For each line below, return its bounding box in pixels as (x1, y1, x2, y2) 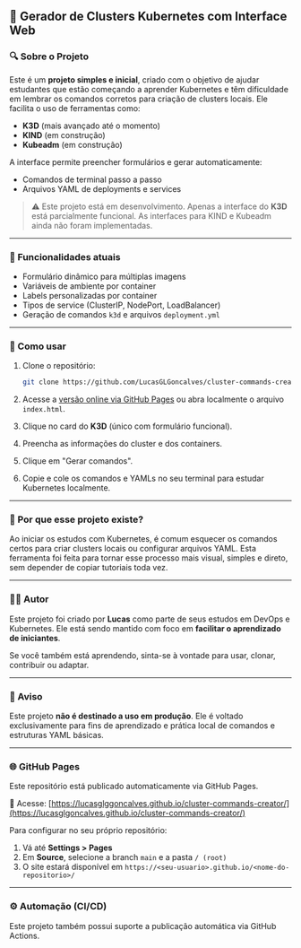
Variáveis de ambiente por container (21, 280, 157, 291)
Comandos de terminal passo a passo (21, 174, 163, 185)
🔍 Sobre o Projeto (9, 50, 90, 63)
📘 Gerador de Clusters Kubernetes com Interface (9, 9, 288, 24)
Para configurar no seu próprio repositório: (9, 825, 168, 836)
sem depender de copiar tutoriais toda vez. (9, 562, 168, 573)
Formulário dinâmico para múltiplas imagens (21, 271, 186, 282)
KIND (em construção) (21, 129, 106, 140)
